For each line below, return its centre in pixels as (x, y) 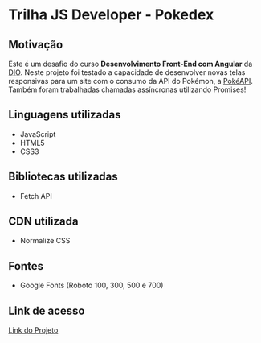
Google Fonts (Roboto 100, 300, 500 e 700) (92, 285)
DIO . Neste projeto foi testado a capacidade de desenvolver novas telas (127, 72)
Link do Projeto (33, 330)
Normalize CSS (45, 241)
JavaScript (38, 134)
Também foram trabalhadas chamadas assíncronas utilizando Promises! (127, 89)
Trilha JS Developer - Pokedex (111, 15)
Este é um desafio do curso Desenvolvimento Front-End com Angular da (130, 64)
